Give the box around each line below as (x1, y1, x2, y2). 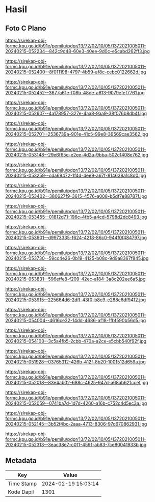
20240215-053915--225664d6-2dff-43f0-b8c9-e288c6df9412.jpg (5, 297, 146, 303)
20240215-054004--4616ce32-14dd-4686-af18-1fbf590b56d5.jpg (5, 318, 146, 323)
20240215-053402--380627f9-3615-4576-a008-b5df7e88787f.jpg (5, 193, 147, 199)
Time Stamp (8, 480, 37, 487)
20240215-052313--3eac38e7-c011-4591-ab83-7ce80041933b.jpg (5, 442, 147, 447)
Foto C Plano (5, 24, 46, 33)
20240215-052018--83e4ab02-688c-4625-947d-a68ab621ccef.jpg (5, 380, 149, 385)
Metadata (5, 456, 37, 465)
